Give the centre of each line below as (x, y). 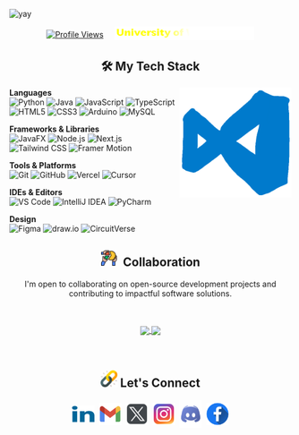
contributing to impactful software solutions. (150, 293)
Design (23, 218)
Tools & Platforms (43, 165)
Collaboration (162, 263)
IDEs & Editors (36, 192)
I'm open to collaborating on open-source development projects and (150, 284)
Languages (30, 92)
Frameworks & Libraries (55, 129)
